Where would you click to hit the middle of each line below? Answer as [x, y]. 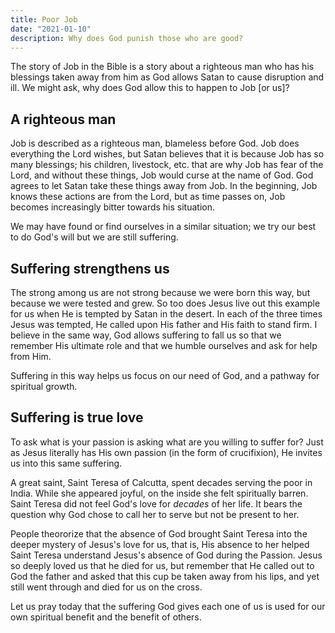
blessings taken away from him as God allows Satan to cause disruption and [167, 77]
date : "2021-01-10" [51, 29]
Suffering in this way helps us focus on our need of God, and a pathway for [165, 375]
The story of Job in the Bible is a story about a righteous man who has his [162, 67]
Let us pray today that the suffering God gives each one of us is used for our [168, 606]
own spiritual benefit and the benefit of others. [106, 617]
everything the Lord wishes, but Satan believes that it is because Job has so [167, 154]
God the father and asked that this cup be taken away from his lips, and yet [165, 576]
